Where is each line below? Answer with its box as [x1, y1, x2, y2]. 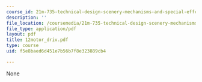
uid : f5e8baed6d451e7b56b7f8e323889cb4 [6, 48, 106, 54]
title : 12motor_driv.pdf [6, 37, 69, 43]
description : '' [6, 14, 47, 20]
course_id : [6, 8, 34, 15]
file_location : [6, 20, 44, 26]
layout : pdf [6, 31, 36, 37]
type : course [6, 43, 39, 49]
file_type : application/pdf [6, 25, 77, 32]
